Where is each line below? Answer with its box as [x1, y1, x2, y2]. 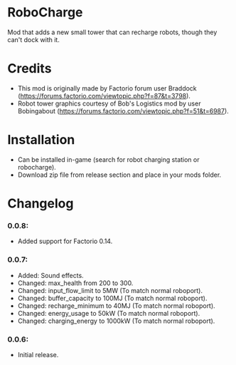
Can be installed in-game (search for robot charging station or [17, 155, 200, 164]
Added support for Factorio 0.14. [17, 237, 113, 246]
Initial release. [17, 350, 59, 359]
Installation [7, 132, 75, 148]
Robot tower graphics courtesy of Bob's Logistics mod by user [17, 99, 201, 108]
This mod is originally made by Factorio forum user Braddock [17, 83, 197, 93]
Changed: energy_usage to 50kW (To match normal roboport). [17, 309, 200, 317]
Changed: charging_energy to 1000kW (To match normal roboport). [17, 317, 215, 325]
